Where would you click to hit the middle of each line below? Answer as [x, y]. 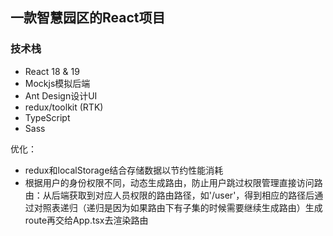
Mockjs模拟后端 [57, 83]
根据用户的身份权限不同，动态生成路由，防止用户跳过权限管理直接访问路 [173, 182]
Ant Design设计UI [61, 95]
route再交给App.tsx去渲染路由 [86, 220]
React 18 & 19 [52, 71]
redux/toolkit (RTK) [64, 107]
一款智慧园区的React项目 [88, 18]
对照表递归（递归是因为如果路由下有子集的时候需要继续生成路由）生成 [178, 207]
